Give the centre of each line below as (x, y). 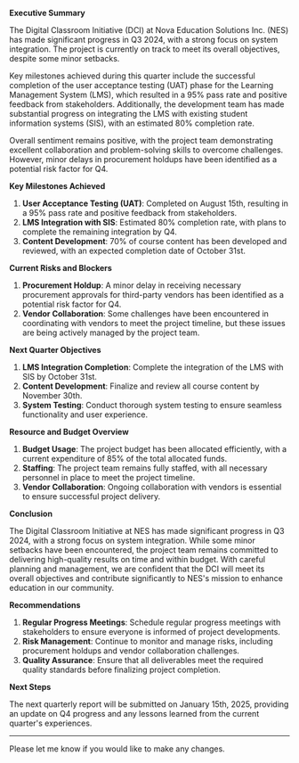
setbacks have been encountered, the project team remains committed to (144, 550)
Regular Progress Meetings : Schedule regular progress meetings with (151, 622)
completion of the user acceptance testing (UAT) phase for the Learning (141, 85)
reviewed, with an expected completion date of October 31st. (134, 250)
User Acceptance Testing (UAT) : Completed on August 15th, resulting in (155, 203)
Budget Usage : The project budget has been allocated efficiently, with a (154, 449)
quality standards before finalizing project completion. (121, 669)
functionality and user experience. (85, 414)
